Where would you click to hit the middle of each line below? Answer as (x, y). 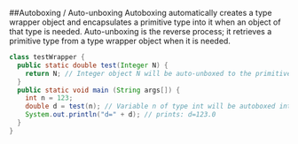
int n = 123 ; (49, 98)
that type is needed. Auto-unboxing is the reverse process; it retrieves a (141, 31)
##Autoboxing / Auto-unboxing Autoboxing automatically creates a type (141, 13)
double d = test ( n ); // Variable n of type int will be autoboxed (150, 106)
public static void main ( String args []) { (98, 90)
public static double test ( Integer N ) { (93, 65)
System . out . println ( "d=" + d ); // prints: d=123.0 (121, 115)
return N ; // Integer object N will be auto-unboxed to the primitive (158, 73)
